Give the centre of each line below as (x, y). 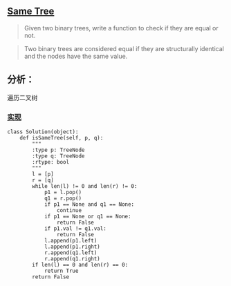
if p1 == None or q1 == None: (87, 216)
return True (61, 271)
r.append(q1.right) (72, 258)
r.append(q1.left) (71, 252)
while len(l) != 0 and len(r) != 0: (85, 186)
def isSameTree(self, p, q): (62, 137)
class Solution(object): (43, 132)
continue (69, 210)
